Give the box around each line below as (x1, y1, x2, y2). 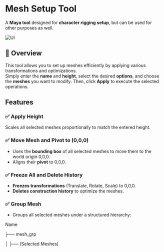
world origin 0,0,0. (12, 153, 50, 159)
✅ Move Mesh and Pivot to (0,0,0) (5, 137, 89, 144)
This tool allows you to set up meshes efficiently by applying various (5, 62, 146, 68)
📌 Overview (5, 49, 42, 57)
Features (5, 98, 33, 106)
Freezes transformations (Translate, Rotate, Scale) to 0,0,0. (12, 183, 136, 189)
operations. (5, 83, 29, 89)
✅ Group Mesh (5, 200, 41, 207)
